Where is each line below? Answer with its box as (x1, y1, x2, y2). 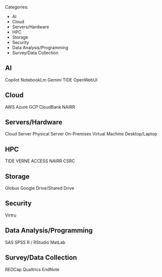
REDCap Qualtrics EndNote (5, 266, 60, 272)
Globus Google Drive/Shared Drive (5, 185, 74, 191)
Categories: (5, 4, 29, 10)
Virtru (5, 212, 17, 218)
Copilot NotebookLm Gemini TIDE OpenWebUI (5, 77, 98, 82)
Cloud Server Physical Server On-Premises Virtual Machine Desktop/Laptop (5, 131, 157, 137)
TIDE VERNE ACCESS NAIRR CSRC (5, 158, 75, 164)
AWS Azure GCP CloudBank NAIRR (5, 104, 75, 110)
